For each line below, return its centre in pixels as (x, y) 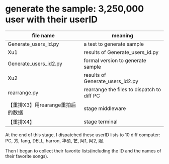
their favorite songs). (27, 156)
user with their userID (52, 19)
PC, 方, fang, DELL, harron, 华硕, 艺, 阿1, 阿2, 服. (55, 141)
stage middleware (105, 108)
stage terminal (101, 122)
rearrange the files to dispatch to (122, 89)
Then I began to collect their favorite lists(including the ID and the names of (83, 151)
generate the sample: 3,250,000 (75, 9)
